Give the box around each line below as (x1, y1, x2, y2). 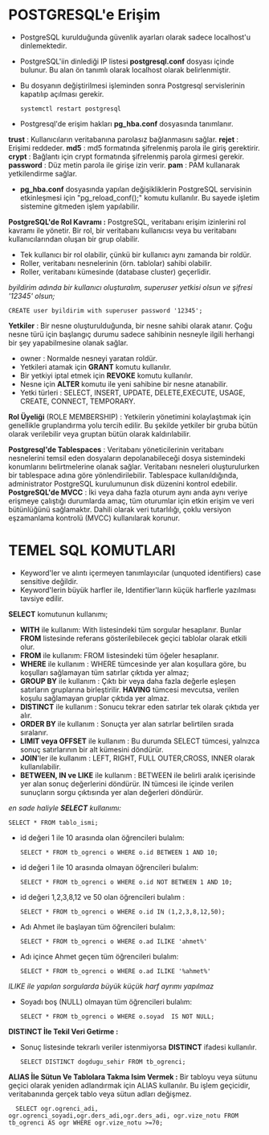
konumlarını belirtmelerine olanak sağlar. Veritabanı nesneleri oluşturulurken (8, 462, 259, 471)
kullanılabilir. (19, 761, 62, 771)
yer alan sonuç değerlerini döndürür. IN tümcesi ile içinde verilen (19, 779, 234, 789)
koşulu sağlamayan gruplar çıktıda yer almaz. (19, 693, 170, 702)
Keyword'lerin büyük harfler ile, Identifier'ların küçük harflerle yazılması (19, 585, 256, 594)
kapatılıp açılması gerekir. (19, 89, 104, 98)
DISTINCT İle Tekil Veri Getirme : (8, 1026, 119, 1036)
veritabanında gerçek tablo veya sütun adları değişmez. (8, 1089, 192, 1099)
